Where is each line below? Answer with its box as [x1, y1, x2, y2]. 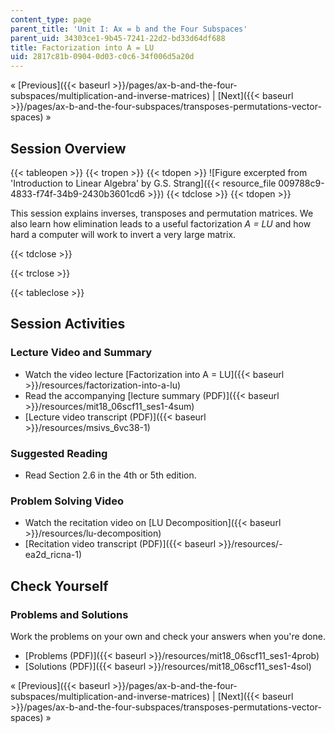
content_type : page [10, 14, 92, 25]
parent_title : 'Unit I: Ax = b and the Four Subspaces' [10, 24, 248, 34]
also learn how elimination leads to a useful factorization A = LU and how [10, 217, 312, 230]
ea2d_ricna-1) [24, 549, 83, 561]
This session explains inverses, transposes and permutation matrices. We [10, 207, 314, 219]
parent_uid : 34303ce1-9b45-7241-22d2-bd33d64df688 [10, 33, 226, 43]
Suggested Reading [10, 446, 108, 460]
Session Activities [10, 316, 126, 333]
